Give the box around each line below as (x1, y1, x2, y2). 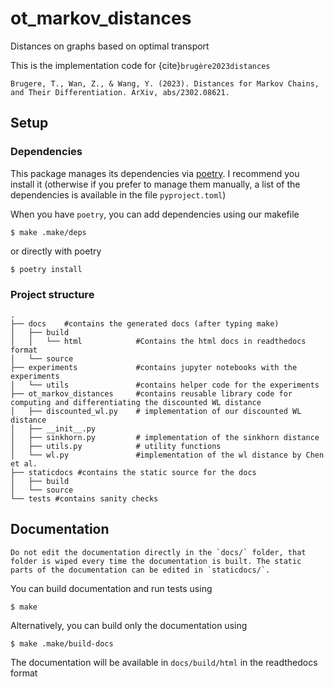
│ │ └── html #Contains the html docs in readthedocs (10, 336, 307, 346)
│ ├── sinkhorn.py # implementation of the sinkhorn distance (10, 432, 320, 442)
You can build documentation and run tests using (10, 582, 213, 594)
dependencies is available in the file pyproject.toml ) (10, 188, 227, 201)
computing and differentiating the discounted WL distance (10, 397, 262, 407)
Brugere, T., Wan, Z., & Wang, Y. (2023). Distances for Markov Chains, (10, 78, 320, 89)
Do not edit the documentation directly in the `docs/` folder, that (10, 547, 307, 557)
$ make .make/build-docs (10, 638, 114, 649)
